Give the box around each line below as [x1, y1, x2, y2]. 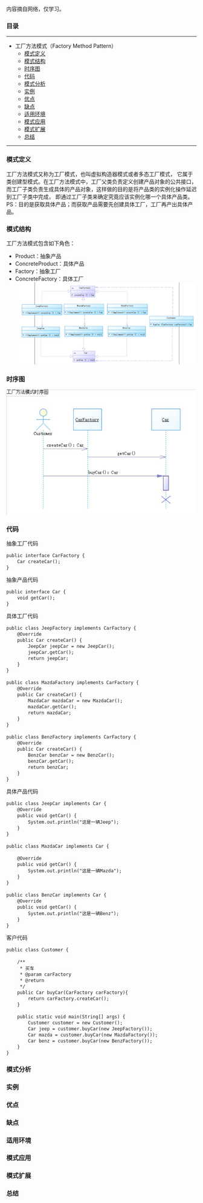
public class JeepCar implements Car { [6, 800, 107, 806]
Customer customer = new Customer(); [28, 1020, 123, 1026]
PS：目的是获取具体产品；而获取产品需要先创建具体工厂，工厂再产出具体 [6, 200, 188, 207]
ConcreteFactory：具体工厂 [14, 275, 84, 282]
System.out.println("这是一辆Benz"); [28, 910, 120, 916]
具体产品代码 [6, 787, 38, 795]
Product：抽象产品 [14, 252, 62, 259]
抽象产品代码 [6, 576, 38, 583]
